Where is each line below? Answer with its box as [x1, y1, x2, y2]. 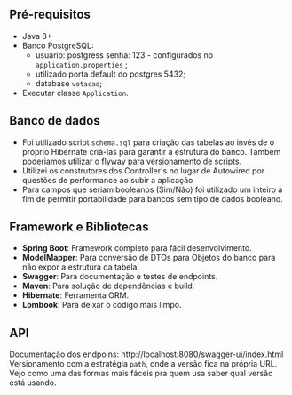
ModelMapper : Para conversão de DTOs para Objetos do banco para [21, 253, 276, 263]
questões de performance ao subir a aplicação [21, 174, 193, 185]
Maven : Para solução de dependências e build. [21, 280, 195, 292]
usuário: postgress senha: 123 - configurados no [35, 49, 214, 60]
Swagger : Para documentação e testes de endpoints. [21, 271, 218, 282]
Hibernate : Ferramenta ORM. [21, 290, 130, 301]
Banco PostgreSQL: [21, 40, 94, 51]
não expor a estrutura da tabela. [21, 262, 140, 272]
